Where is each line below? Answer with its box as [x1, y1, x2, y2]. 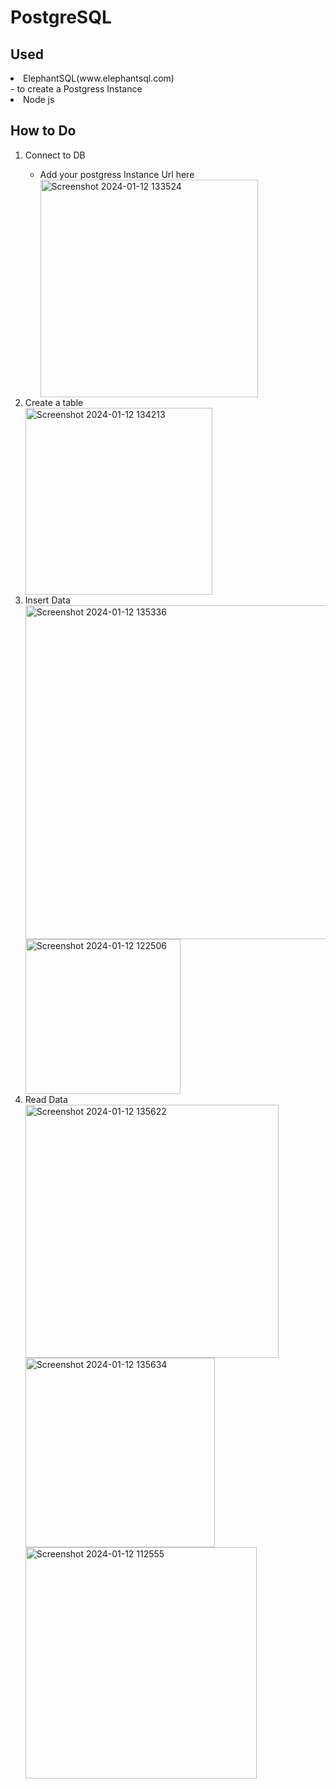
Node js [23, 94, 55, 105]
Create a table [24, 396, 84, 408]
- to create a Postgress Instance [10, 83, 143, 95]
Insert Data [24, 594, 71, 606]
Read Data [24, 1093, 68, 1105]
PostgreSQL [10, 6, 112, 29]
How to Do [10, 122, 77, 140]
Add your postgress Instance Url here [39, 168, 195, 180]
